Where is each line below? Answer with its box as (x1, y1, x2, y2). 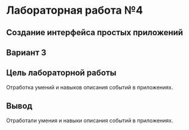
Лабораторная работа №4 (6, 4, 144, 17)
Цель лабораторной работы (6, 68, 117, 78)
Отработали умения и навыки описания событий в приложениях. (6, 117, 173, 124)
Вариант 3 (6, 47, 47, 57)
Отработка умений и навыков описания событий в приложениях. (6, 83, 173, 91)
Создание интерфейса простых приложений (6, 27, 184, 38)
